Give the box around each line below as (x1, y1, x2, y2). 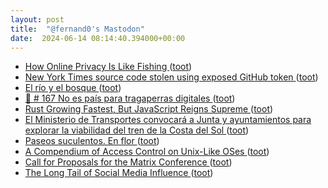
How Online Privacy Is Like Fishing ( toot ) (24, 61, 193, 73)
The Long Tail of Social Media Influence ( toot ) (24, 167, 214, 179)
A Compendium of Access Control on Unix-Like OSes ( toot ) (24, 146, 270, 158)
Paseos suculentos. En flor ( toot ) (24, 135, 160, 147)
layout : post (10, 14, 65, 25)
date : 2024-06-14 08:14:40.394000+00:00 (10, 33, 186, 43)
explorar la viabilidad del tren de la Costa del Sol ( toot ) (24, 124, 250, 136)
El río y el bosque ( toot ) (24, 82, 122, 94)
